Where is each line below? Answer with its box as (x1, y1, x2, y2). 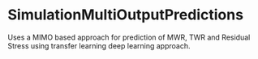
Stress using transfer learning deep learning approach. (7, 40, 191, 50)
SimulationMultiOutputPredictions (7, 6, 244, 24)
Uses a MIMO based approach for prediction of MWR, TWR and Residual (7, 32, 251, 42)
